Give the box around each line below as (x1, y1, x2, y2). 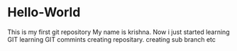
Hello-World (7, 4, 81, 21)
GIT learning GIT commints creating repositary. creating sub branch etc (7, 35, 216, 43)
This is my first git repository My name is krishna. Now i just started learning (7, 28, 230, 36)
